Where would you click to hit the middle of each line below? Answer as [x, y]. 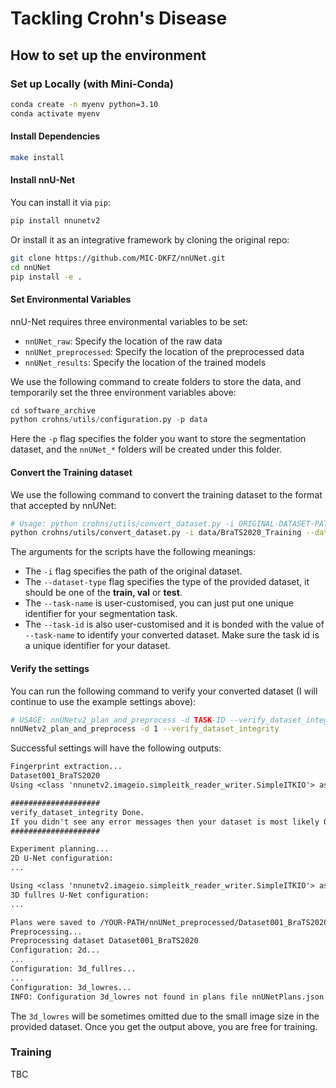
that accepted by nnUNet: [63, 505]
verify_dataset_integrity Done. [77, 812]
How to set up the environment [108, 55]
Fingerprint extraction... [66, 767]
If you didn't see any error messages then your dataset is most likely [165, 822]
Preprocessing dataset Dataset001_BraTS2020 [104, 941]
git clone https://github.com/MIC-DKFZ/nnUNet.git [118, 258]
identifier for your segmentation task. [101, 614]
